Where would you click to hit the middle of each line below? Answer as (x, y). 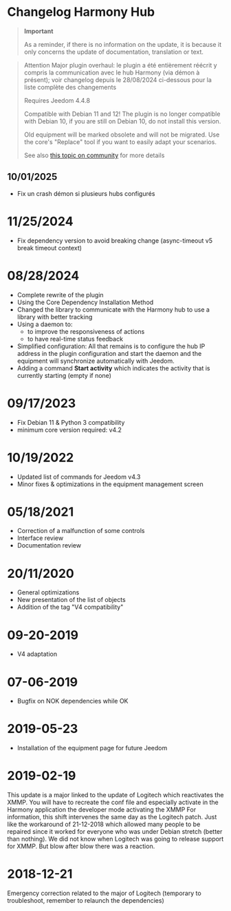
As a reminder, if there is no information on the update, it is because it (123, 44)
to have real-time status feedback (75, 339)
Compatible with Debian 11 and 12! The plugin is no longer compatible (122, 114)
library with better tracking (55, 317)
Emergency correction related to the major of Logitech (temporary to (104, 893)
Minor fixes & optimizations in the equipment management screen (110, 484)
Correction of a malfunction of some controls (81, 531)
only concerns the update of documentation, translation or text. (114, 52)
